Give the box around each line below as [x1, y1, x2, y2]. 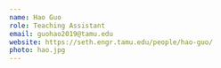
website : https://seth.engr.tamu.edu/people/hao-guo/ [9, 37, 214, 47]
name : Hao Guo [9, 12, 62, 22]
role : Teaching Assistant [9, 21, 105, 30]
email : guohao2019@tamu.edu [9, 29, 114, 38]
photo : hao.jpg [9, 46, 66, 55]
